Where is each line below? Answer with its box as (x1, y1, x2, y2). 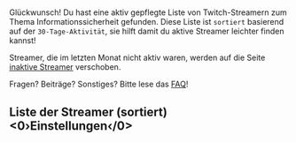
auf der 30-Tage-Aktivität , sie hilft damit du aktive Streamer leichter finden (9, 26, 284, 37)
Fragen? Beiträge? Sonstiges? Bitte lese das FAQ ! (9, 78, 189, 90)
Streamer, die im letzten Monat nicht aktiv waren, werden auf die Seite (9, 52, 266, 64)
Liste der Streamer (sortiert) (9, 104, 168, 119)
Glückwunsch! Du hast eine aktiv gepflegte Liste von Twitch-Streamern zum (9, 7, 287, 18)
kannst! (9, 35, 37, 46)
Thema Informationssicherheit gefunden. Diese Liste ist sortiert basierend (9, 17, 284, 27)
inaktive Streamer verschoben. (9, 62, 121, 72)
